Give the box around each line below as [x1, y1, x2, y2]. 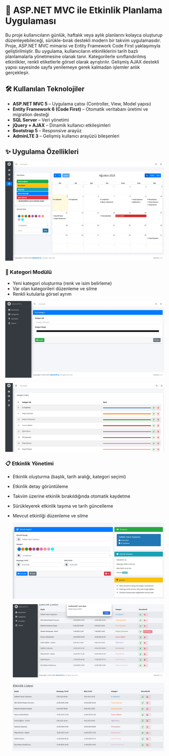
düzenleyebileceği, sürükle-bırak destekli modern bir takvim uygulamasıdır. [5, 37, 161, 43]
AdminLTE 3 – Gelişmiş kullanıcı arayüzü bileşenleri [12, 133, 120, 139]
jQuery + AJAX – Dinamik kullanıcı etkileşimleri [12, 122, 111, 128]
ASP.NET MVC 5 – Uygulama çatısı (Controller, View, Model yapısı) [12, 100, 151, 106]
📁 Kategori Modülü [5, 268, 52, 276]
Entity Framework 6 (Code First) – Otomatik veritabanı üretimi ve [12, 106, 148, 112]
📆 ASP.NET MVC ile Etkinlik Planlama [5, 5, 162, 16]
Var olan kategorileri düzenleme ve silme [12, 285, 97, 292]
